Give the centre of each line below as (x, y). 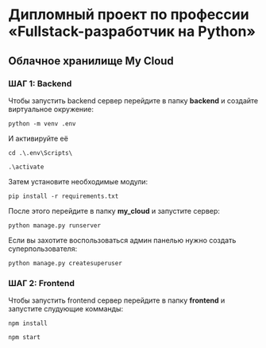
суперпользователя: (43, 249)
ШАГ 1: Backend (40, 83)
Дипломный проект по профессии (129, 15)
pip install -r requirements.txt (64, 196)
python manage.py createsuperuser (66, 263)
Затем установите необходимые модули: (78, 181)
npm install (28, 323)
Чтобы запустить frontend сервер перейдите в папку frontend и (117, 300)
